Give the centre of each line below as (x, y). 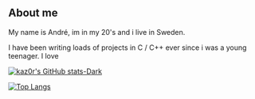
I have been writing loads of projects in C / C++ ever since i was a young (127, 48)
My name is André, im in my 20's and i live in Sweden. (97, 32)
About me (33, 13)
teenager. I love (33, 55)
